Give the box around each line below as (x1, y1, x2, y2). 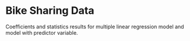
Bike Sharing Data (5, 4, 95, 17)
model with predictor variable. (5, 29, 78, 36)
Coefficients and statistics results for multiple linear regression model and (5, 23, 185, 30)
